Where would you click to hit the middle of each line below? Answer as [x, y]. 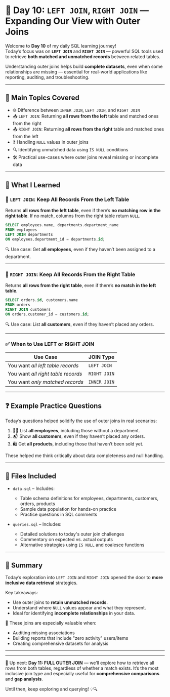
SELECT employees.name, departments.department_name [62, 225]
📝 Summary [24, 566]
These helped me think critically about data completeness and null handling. [85, 456]
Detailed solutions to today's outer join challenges [72, 534]
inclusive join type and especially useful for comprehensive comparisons [82, 674]
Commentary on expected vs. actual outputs [66, 539]
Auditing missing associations [44, 633]
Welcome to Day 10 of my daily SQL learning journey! [61, 46]
